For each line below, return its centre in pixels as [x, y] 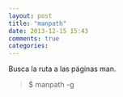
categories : [28, 46]
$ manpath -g [51, 85]
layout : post [30, 16]
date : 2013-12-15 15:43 [49, 31]
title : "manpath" [38, 23]
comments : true [34, 38]
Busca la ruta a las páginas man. [62, 69]
